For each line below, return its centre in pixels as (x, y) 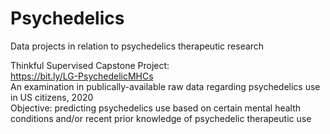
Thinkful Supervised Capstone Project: (90, 65)
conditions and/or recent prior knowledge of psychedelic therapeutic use (161, 118)
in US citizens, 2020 (52, 97)
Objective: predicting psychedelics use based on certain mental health (156, 108)
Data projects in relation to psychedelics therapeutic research (137, 46)
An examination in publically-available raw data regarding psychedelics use (165, 86)
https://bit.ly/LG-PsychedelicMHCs (82, 76)
